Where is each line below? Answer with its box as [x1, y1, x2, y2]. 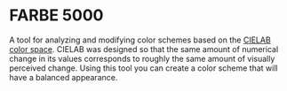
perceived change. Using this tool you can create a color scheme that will [9, 63, 278, 73]
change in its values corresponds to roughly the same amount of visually [9, 53, 275, 64]
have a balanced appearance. [9, 72, 118, 82]
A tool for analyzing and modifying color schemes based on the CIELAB [9, 34, 271, 45]
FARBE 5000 [9, 5, 104, 26]
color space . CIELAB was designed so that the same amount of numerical [9, 43, 279, 54]
